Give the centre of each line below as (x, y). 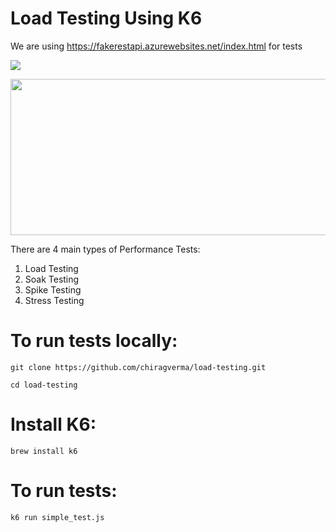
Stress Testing (54, 300)
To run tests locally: (94, 341)
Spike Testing (53, 289)
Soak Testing (52, 279)
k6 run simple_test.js (57, 517)
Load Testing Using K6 (106, 18)
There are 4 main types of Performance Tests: (105, 249)
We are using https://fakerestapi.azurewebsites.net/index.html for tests (156, 46)
